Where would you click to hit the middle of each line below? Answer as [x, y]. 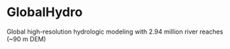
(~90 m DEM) [27, 38]
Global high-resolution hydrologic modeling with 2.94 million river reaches [115, 31]
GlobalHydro [45, 12]
